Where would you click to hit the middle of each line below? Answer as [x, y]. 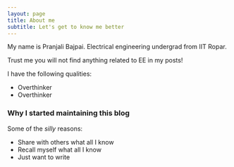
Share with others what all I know [66, 142]
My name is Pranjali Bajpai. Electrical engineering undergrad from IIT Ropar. [117, 47]
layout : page [26, 14]
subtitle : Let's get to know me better [66, 27]
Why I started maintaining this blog [69, 113]
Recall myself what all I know [60, 149]
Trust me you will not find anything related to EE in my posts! [95, 60]
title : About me [31, 20]
